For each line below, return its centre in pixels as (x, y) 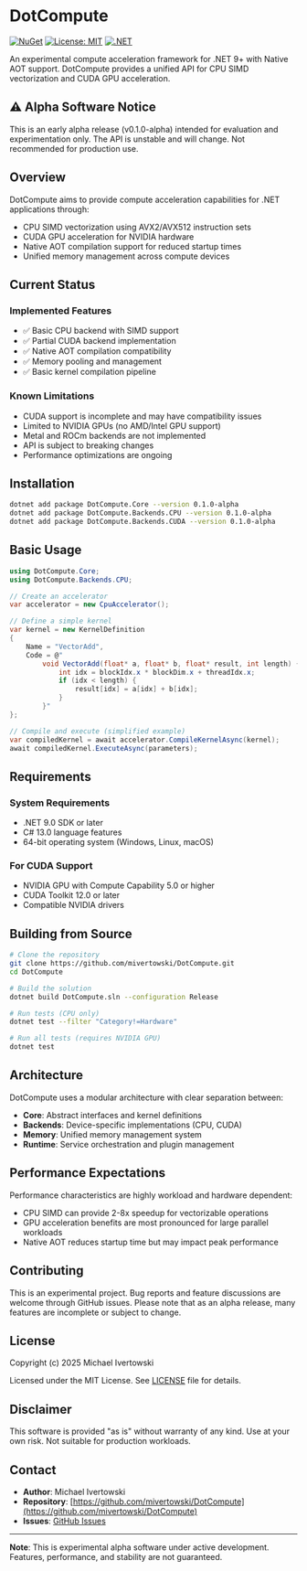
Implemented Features (61, 310)
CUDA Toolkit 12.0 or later (71, 895)
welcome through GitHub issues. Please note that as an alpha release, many (153, 1302)
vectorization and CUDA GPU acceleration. (90, 78)
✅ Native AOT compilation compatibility (97, 351)
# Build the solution (51, 989)
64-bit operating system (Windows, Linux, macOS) (118, 842)
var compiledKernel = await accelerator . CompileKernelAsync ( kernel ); (145, 740)
